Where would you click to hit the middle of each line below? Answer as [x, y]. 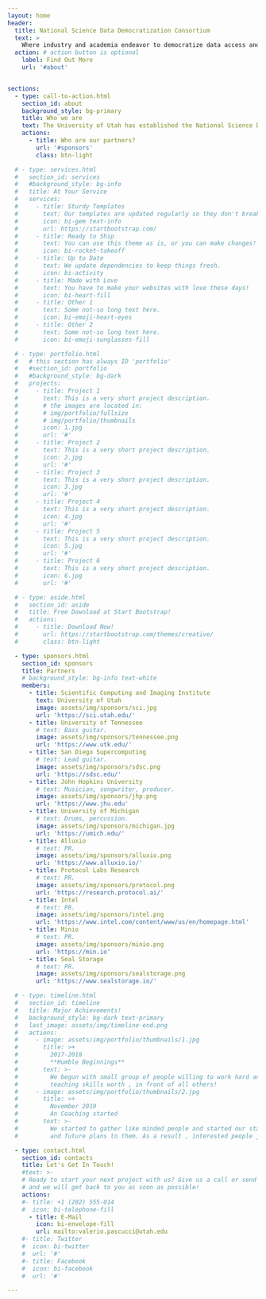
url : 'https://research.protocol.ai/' [100, 892]
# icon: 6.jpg [48, 576]
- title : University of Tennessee [86, 723]
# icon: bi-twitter [56, 1247]
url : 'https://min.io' [73, 952]
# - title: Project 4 [58, 502]
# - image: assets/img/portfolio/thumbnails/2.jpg [107, 1092]
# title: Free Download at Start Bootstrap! [93, 612]
